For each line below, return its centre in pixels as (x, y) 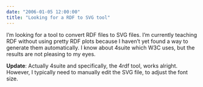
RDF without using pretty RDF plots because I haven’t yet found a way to (97, 41)
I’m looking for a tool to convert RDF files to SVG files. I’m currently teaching (102, 34)
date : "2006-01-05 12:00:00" (43, 12)
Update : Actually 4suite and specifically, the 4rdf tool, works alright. (92, 66)
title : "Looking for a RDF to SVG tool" (59, 18)
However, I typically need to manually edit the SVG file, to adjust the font (97, 72)
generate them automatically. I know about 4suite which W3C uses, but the (101, 47)
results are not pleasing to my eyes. (51, 54)
